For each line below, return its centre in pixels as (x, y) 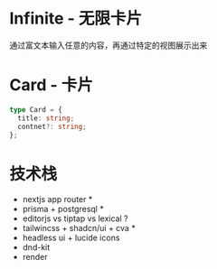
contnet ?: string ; (52, 126)
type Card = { (36, 109)
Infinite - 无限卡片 (76, 19)
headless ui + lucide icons (71, 238)
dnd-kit (36, 247)
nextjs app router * (57, 199)
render (35, 257)
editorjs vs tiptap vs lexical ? (75, 218)
